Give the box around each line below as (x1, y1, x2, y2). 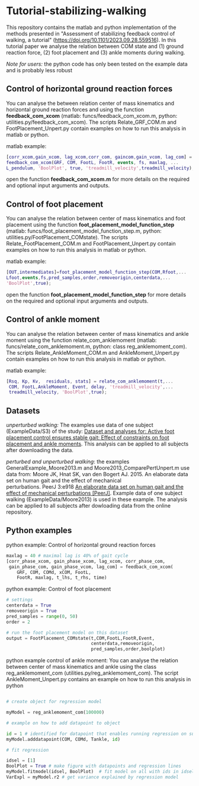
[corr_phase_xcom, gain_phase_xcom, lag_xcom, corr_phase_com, (6, 558, 166, 564)
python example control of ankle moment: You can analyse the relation (6, 657, 179, 664)
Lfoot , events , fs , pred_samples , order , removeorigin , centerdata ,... (6, 275, 171, 281)
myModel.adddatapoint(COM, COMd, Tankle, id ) (6, 736, 120, 742)
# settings (6, 597, 33, 603)
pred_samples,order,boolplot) (91, 646, 166, 652)
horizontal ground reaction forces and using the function (6, 105, 144, 113)
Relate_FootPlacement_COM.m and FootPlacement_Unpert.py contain (6, 240, 176, 247)
